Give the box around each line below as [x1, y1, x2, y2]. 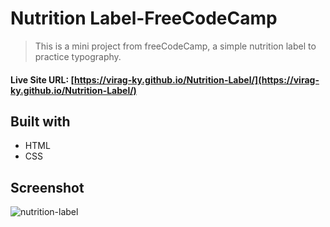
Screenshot [10, 179, 85, 196]
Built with [10, 113, 71, 130]
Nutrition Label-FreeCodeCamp [10, 7, 278, 30]
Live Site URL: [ [10, 73, 75, 86]
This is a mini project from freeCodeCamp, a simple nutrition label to [34, 40, 317, 52]
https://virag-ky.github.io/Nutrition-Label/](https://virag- [74, 73, 320, 86]
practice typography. [34, 50, 122, 62]
